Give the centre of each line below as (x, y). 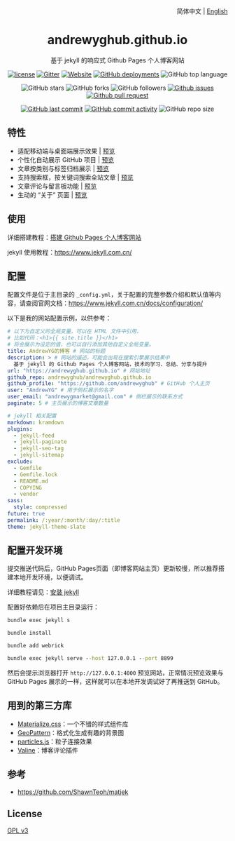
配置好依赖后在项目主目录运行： (53, 607)
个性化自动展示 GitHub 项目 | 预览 (65, 159)
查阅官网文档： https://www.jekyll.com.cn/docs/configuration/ (114, 303)
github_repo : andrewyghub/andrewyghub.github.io (79, 377)
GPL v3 (18, 830)
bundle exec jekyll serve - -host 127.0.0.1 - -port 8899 (90, 659)
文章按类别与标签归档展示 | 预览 (63, 168)
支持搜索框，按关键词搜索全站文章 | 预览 (76, 177)
